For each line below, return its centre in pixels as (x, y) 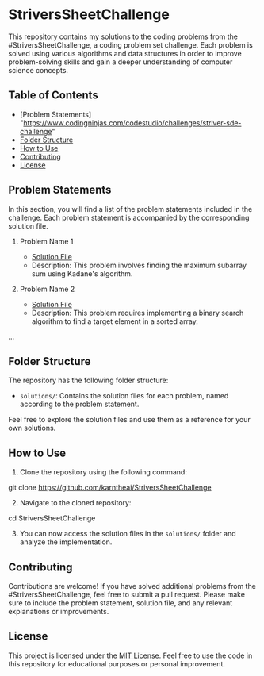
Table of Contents (54, 96)
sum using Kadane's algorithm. (82, 273)
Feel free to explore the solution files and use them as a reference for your (130, 420)
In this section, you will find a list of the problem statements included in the (130, 209)
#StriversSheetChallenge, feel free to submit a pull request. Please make (127, 594)
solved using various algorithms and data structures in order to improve (125, 53)
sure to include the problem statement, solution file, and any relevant (121, 603)
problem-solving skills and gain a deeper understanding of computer (121, 62)
